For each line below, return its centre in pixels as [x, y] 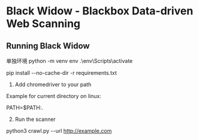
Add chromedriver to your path [53, 84]
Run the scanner [35, 119]
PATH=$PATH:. [25, 108]
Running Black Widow [48, 46]
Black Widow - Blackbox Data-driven [100, 11]
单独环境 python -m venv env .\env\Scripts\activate [70, 61]
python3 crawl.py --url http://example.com [59, 131]
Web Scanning [43, 24]
